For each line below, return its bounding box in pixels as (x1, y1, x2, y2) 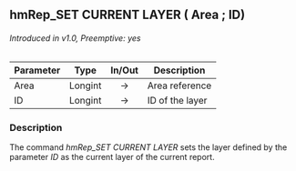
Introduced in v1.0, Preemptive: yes (9, 32, 141, 44)
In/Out (110, 64, 139, 76)
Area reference (147, 79, 212, 92)
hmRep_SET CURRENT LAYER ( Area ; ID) (9, 7, 246, 23)
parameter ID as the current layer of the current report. (9, 151, 216, 162)
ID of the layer (147, 94, 208, 106)
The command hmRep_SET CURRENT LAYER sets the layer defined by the (9, 141, 288, 153)
